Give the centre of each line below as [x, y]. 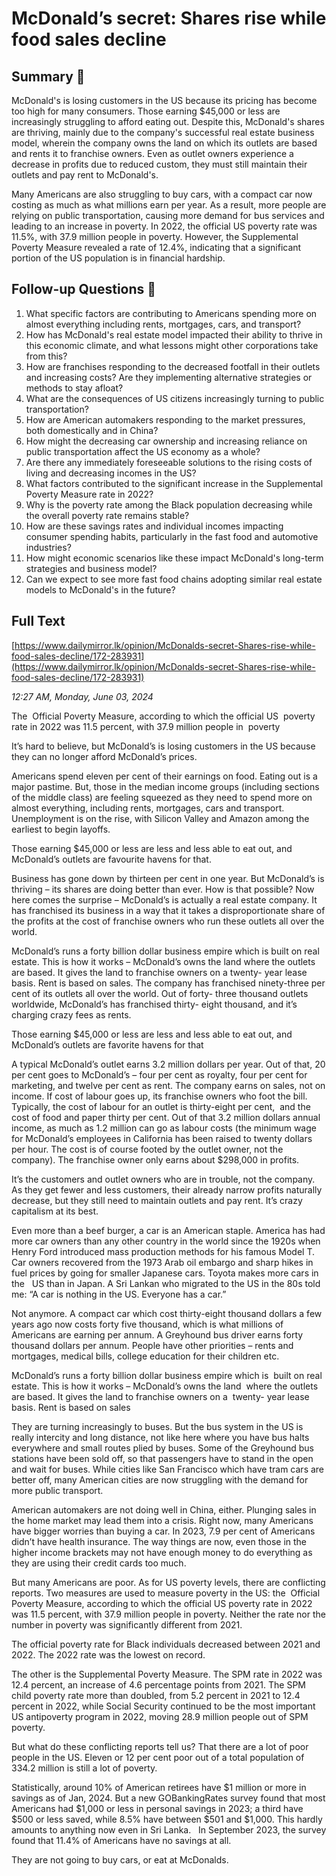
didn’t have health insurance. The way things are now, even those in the [159, 1541]
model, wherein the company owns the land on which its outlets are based [164, 143]
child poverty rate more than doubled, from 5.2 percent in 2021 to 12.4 [156, 1695]
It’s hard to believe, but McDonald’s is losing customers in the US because [163, 746]
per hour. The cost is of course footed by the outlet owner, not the [147, 1149]
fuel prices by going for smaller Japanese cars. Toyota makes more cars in [165, 1273]
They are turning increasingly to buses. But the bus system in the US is [157, 1426]
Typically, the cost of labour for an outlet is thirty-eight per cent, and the [161, 1106]
